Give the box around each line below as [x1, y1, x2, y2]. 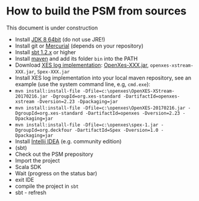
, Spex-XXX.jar [34, 67, 70, 75]
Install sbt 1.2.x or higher [14, 48, 77, 55]
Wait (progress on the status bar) [14, 170, 98, 177]
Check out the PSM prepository [14, 150, 93, 158]
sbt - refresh [14, 188, 46, 196]
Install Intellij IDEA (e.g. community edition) [14, 137, 122, 145]
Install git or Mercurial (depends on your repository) [14, 42, 144, 49]
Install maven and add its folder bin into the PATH [14, 55, 138, 62]
